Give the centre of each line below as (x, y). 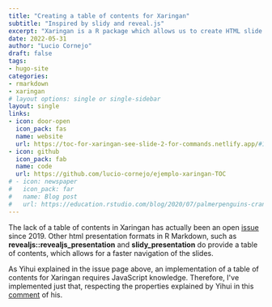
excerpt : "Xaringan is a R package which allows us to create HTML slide (136, 31)
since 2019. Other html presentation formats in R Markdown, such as (123, 236)
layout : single (34, 106)
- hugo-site (28, 69)
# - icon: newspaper (43, 182)
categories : (28, 76)
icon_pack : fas (41, 129)
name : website (39, 136)
